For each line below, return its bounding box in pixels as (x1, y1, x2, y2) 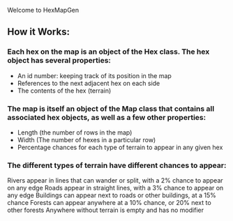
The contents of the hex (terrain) (17, 86, 112, 95)
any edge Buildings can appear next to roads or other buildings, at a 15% (7, 191, 216, 199)
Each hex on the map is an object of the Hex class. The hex (7, 47, 210, 56)
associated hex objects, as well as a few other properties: (7, 112, 206, 122)
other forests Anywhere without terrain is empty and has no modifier (7, 206, 204, 215)
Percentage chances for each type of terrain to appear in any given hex (17, 143, 223, 151)
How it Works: (7, 26, 70, 38)
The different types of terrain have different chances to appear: (7, 160, 227, 170)
